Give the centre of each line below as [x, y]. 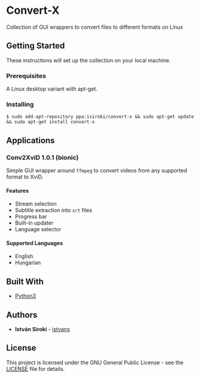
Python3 [25, 296]
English [24, 256]
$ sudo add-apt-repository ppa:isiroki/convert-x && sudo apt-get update [100, 117]
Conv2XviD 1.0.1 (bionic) [43, 158]
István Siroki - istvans [42, 329]
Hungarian [28, 263]
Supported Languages [35, 243]
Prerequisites [26, 75]
